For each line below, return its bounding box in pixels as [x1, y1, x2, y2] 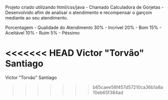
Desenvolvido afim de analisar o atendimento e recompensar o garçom [5, 9, 152, 15]
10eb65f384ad [93, 89, 123, 95]
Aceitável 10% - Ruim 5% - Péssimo [5, 30, 80, 35]
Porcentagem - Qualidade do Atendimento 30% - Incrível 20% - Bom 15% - [5, 24, 162, 30]
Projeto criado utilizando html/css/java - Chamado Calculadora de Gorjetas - [5, 4, 164, 10]
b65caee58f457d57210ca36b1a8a [93, 84, 163, 90]
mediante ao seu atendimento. [5, 15, 68, 20]
